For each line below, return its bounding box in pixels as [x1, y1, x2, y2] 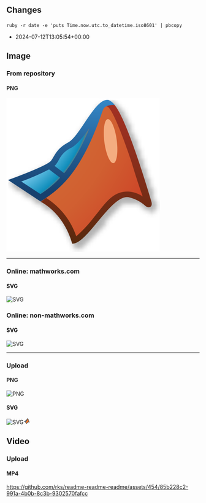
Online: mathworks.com [6, 267, 80, 275]
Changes [6, 5, 42, 15]
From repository [6, 69, 55, 78]
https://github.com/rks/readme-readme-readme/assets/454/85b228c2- [6, 483, 189, 491]
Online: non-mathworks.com [6, 311, 94, 320]
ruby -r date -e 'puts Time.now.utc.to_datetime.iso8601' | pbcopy [6, 22, 183, 28]
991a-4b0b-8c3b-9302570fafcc [6, 490, 88, 497]
